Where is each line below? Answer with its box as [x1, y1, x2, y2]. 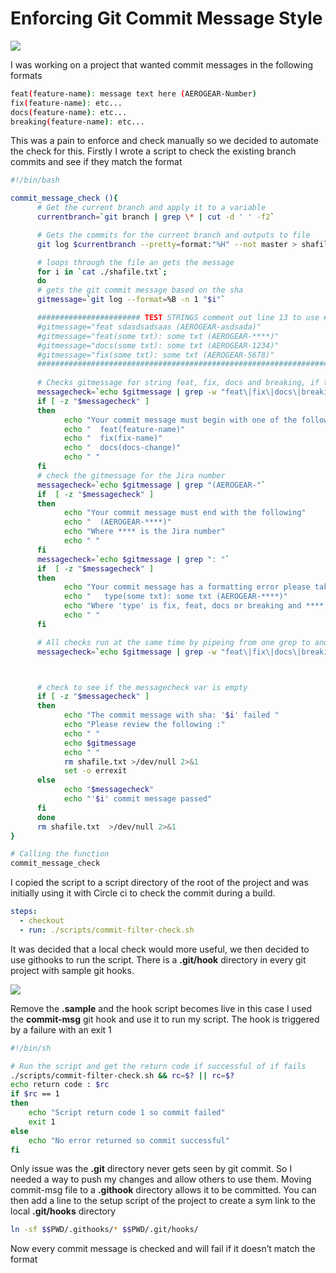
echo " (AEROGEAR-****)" [63, 517, 172, 527]
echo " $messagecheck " [63, 785, 155, 795]
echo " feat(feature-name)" [63, 424, 186, 434]
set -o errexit [63, 766, 128, 776]
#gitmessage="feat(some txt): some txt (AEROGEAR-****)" [36, 331, 280, 341]
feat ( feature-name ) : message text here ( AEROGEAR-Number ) [10, 88, 257, 99]
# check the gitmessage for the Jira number [36, 470, 226, 481]
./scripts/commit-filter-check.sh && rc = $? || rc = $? [10, 1070, 235, 1081]
